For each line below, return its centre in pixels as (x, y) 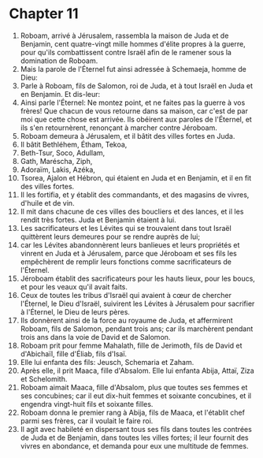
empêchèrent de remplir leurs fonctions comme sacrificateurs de (126, 262)
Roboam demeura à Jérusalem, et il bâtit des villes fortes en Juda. (128, 136)
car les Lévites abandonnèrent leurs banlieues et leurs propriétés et (130, 244)
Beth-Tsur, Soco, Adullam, (63, 153)
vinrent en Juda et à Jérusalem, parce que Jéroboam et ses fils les (128, 253)
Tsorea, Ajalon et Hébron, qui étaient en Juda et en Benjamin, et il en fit (136, 177)
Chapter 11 (44, 14)
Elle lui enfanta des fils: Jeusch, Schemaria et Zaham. (107, 362)
